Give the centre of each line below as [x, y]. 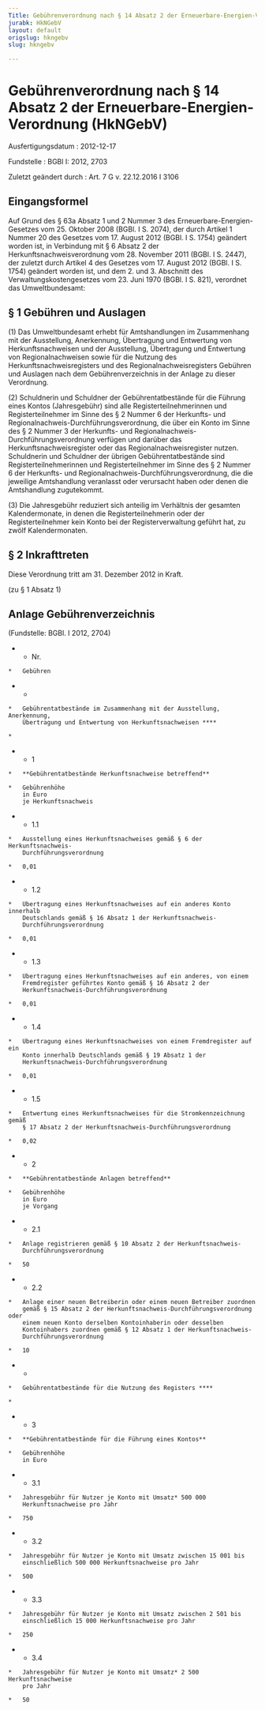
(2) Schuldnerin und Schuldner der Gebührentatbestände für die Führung [127, 397]
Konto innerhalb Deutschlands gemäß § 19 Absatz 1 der [114, 1055]
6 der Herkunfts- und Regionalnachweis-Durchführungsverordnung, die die [131, 473]
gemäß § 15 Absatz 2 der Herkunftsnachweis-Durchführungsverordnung [137, 1309]
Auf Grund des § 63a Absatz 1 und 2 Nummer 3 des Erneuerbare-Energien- [131, 220]
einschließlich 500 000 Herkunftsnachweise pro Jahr [111, 1563]
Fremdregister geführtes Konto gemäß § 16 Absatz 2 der [116, 983]
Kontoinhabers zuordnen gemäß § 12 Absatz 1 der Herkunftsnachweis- [137, 1330]
